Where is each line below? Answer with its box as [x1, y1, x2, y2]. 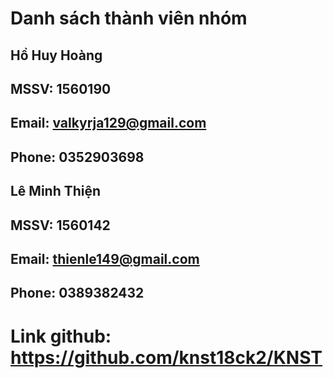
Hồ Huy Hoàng [10, 47, 103, 64]
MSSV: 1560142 [10, 217, 111, 234]
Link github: [10, 325, 112, 347]
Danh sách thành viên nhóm [10, 7, 248, 30]
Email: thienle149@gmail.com [10, 250, 200, 267]
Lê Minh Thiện [10, 183, 102, 200]
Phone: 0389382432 [10, 285, 145, 302]
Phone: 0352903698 [10, 148, 145, 166]
